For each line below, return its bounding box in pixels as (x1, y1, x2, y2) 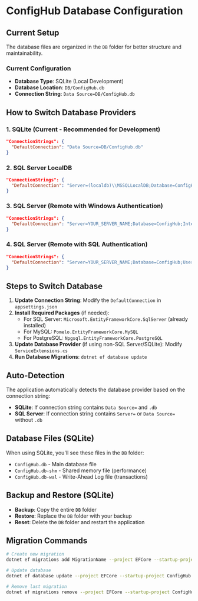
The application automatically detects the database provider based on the (6, 386, 186, 393)
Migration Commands (6, 536, 88, 546)
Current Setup (6, 28, 60, 38)
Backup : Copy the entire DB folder (14, 506, 97, 513)
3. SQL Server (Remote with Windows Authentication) (6, 202, 163, 210)
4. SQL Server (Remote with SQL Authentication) (6, 241, 148, 249)
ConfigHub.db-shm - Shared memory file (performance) (14, 467, 147, 474)
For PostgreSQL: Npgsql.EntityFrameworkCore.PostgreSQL (23, 334, 163, 342)
